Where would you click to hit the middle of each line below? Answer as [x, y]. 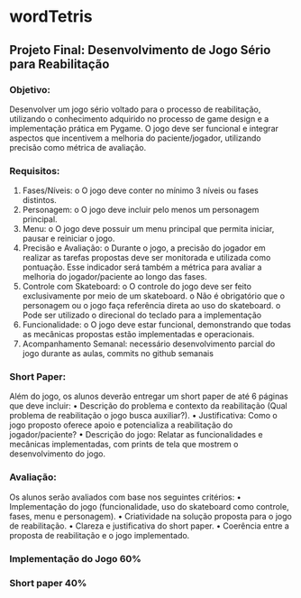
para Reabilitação [59, 64]
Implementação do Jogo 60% [75, 558]
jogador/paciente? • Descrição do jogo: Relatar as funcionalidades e [136, 435]
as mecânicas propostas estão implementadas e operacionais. [138, 335]
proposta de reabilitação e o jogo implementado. [100, 535]
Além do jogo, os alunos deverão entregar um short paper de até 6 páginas [149, 396]
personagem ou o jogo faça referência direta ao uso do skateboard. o [151, 306]
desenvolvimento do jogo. [58, 454]
